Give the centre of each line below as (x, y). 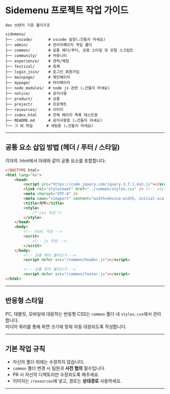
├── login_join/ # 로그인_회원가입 (42, 72)
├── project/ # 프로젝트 (36, 104)
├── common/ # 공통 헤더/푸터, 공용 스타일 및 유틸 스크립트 (69, 50)
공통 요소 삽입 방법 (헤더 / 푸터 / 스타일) (62, 147)
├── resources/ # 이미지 (34, 110)
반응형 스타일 (25, 301)
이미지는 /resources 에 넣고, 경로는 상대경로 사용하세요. (67, 381)
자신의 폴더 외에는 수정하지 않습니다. (48, 362)
